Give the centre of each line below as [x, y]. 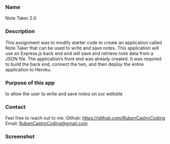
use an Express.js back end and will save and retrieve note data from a [79, 53]
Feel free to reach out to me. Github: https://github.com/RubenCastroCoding [85, 118]
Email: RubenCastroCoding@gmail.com [47, 124]
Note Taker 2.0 [21, 18]
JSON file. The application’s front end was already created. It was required [83, 59]
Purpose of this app [30, 82]
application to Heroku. [29, 69]
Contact [16, 107]
